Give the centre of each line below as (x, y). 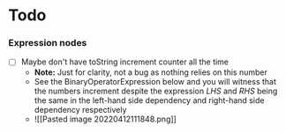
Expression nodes (48, 43)
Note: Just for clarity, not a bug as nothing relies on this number (151, 72)
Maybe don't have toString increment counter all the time (125, 62)
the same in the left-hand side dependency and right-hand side (149, 100)
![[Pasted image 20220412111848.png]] (105, 119)
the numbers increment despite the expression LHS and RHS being (156, 91)
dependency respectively (80, 109)
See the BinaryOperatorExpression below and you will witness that (155, 81)
